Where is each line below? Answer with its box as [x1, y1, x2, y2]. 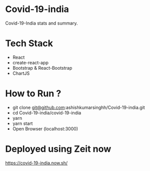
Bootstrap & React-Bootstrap [12, 65, 72, 71]
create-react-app [12, 59, 49, 66]
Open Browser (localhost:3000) [12, 125, 79, 131]
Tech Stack [5, 38, 53, 49]
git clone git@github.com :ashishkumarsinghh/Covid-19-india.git [12, 104, 145, 110]
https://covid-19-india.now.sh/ [5, 159, 68, 166]
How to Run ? [5, 88, 61, 99]
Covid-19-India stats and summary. [5, 20, 78, 26]
